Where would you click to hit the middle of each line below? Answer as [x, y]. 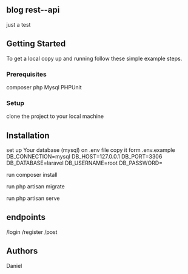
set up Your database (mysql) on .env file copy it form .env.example [91, 150]
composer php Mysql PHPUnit [44, 87]
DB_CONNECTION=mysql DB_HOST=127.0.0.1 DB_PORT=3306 [84, 157]
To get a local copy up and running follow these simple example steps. [94, 58]
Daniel [14, 265]
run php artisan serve [33, 198]
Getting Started [36, 44]
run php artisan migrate [35, 187]
